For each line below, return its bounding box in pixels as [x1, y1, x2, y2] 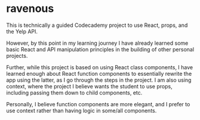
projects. [6, 52, 28, 59]
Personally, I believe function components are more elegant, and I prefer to [6, 100, 190, 107]
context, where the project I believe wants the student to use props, [6, 82, 173, 90]
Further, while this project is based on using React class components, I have [6, 63, 193, 70]
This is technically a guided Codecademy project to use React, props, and [6, 21, 188, 29]
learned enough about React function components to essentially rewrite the [6, 70, 192, 77]
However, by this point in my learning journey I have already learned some [6, 39, 189, 47]
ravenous [6, 2, 54, 16]
